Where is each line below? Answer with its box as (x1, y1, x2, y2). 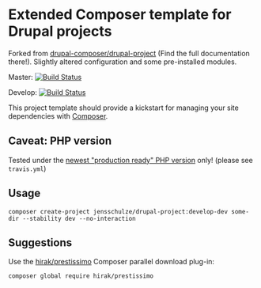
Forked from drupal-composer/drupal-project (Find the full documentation (8, 48, 251, 58)
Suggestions (8, 236, 73, 249)
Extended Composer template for (8, 6, 232, 24)
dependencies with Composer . (8, 111, 108, 120)
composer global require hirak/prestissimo (8, 272, 154, 280)
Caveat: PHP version (8, 135, 112, 148)
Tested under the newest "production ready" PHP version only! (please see (8, 155, 253, 165)
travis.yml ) (8, 164, 47, 173)
